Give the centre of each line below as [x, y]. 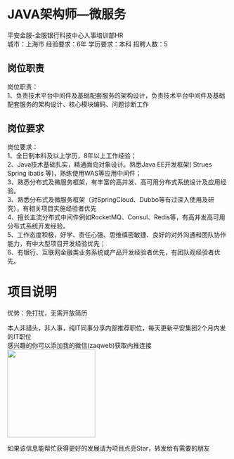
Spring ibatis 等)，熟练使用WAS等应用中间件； [74, 173]
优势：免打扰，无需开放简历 [47, 313]
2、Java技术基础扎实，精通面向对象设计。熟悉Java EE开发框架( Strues [110, 164]
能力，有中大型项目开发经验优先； [57, 243]
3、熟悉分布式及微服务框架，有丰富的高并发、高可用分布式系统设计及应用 [114, 182]
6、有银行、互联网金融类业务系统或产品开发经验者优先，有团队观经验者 [111, 252]
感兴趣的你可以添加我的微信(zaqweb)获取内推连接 [80, 345]
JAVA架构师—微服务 [67, 14]
